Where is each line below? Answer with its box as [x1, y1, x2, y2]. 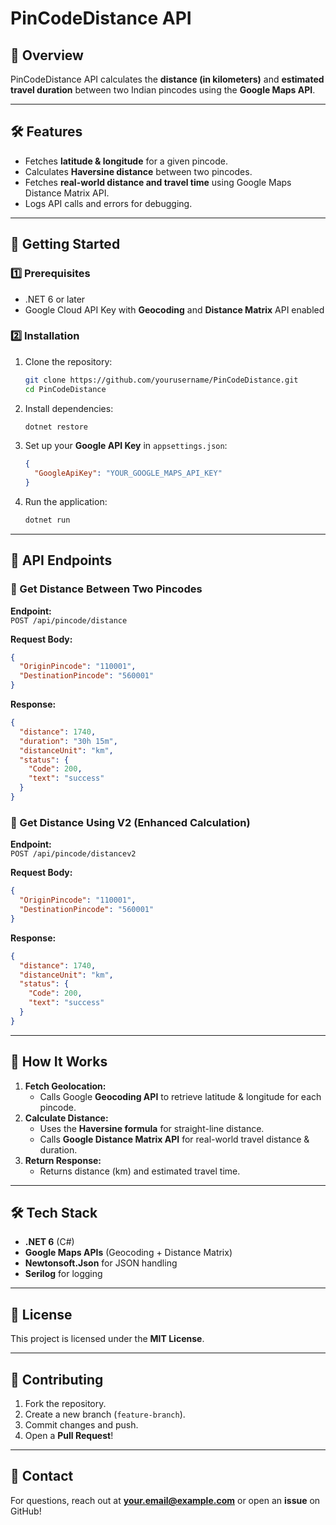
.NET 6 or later [24, 293, 86, 305]
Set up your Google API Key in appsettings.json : [24, 440, 228, 452]
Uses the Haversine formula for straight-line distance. [39, 1122, 265, 1134]
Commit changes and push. [24, 1419, 139, 1431]
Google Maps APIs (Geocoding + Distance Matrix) [24, 1247, 233, 1259]
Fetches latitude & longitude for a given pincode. [24, 155, 228, 167]
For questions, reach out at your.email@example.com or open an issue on [10, 1494, 321, 1506]
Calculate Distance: [24, 1112, 109, 1124]
